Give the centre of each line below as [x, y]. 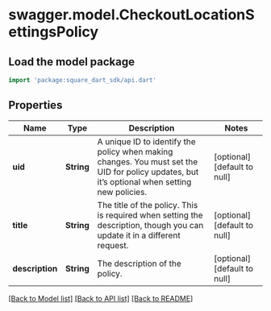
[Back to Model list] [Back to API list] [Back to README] [101, 298]
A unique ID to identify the [146, 141]
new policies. [122, 192]
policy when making [135, 151]
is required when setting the [150, 215]
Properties [35, 105]
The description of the [139, 263]
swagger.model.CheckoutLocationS [132, 15]
